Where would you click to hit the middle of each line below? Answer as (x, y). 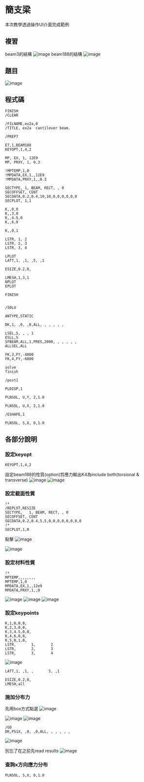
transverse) (17, 480)
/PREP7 (12, 137)
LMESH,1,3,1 (17, 278)
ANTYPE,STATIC (19, 316)
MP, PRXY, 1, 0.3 (23, 162)
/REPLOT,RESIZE (20, 508)
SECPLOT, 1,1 (18, 201)
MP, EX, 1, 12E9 (21, 158)
